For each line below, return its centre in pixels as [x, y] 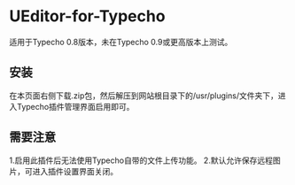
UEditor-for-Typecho [87, 16]
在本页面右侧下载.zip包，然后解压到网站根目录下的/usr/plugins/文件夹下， [144, 96]
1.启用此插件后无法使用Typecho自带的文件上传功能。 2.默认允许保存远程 [141, 160]
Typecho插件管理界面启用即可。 [75, 106]
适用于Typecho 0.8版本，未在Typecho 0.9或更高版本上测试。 [121, 42]
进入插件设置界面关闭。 [75, 171]
